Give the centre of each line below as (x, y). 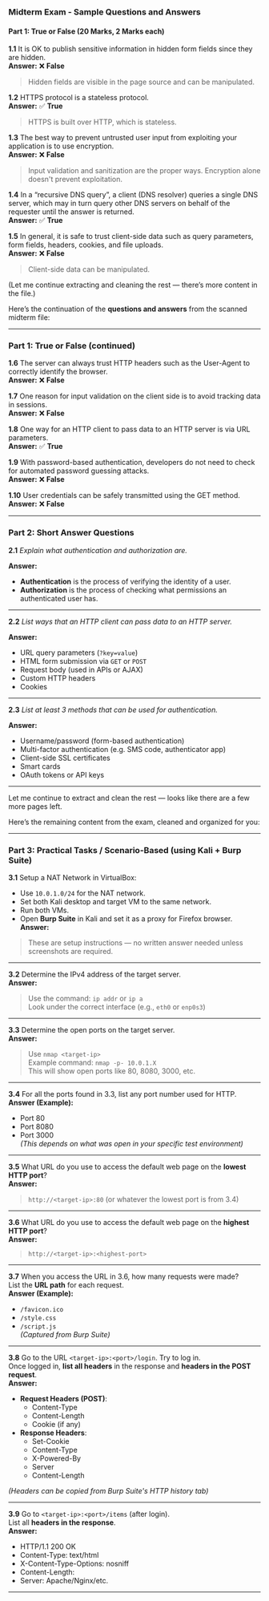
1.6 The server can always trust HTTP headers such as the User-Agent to (129, 363)
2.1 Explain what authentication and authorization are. (98, 550)
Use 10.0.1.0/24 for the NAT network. (82, 893)
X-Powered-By (56, 1458)
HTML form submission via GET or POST (83, 661)
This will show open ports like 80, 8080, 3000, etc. (112, 1071)
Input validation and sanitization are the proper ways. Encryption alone (144, 171)
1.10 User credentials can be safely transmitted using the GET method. (124, 495)
